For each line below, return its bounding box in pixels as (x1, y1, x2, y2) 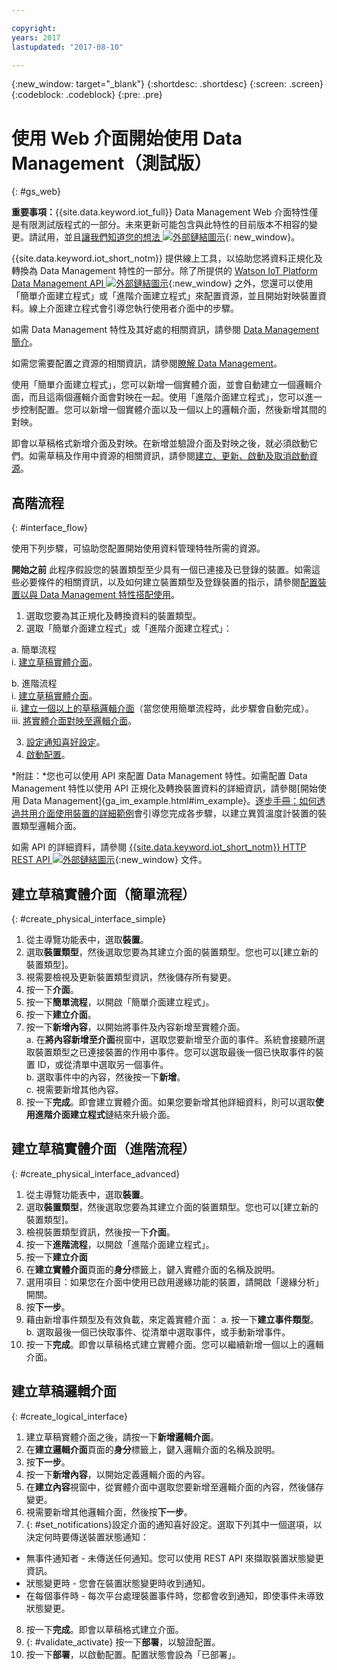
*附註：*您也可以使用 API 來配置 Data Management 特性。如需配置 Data (11, 770, 308, 782)
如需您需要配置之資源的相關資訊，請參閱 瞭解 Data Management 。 (11, 357, 283, 370)
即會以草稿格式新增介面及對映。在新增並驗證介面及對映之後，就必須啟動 (11, 437, 309, 450)
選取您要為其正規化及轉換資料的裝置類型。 (25, 610, 202, 622)
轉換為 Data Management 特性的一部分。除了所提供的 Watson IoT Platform (11, 265, 318, 277)
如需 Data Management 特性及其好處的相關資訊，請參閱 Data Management (11, 324, 319, 336)
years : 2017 (11, 32, 61, 43)
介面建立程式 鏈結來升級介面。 (52, 1108, 176, 1120)
